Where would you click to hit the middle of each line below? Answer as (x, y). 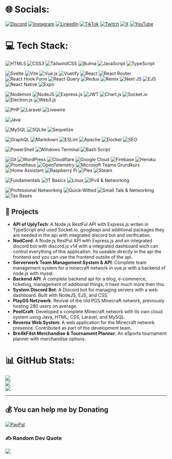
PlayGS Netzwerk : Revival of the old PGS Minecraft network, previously (89, 300)
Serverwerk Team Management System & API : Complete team (80, 262)
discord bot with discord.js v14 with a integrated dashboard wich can (85, 246)
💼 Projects (22, 212)
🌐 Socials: (27, 9)
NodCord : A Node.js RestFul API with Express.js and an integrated (82, 240)
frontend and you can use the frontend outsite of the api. (72, 257)
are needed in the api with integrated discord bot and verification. (82, 235)
